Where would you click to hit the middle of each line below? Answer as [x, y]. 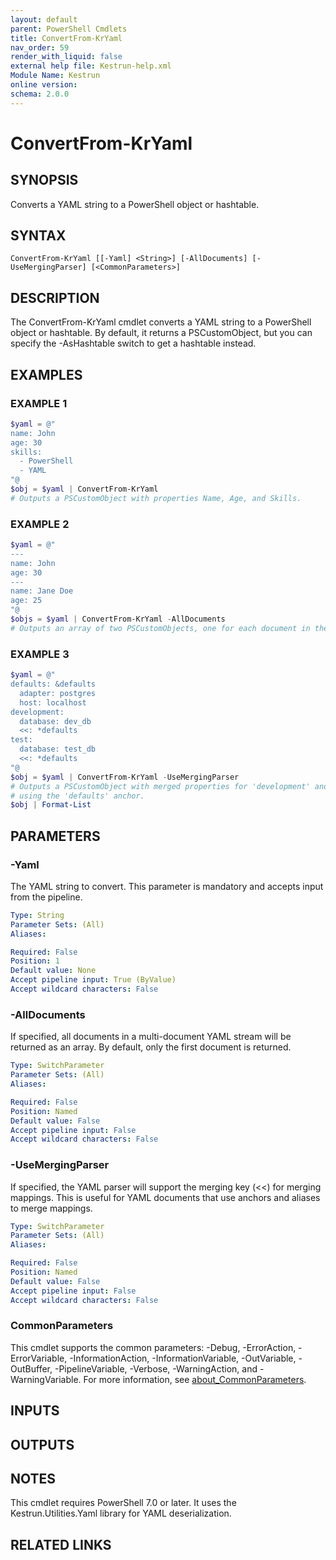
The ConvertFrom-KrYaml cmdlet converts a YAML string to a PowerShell [161, 322]
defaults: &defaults [53, 684]
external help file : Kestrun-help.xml [91, 66]
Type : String [37, 915]
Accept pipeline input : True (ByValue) [93, 980]
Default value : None [53, 971]
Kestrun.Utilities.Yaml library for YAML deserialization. [121, 1513]
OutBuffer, [31, 1368]
